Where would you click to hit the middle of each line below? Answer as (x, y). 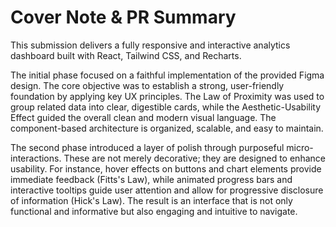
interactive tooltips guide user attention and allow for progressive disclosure (167, 190)
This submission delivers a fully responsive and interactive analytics (150, 45)
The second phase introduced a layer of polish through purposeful (147, 147)
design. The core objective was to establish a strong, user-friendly (147, 85)
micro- (300, 147)
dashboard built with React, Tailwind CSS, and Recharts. (126, 55)
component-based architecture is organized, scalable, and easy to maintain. (167, 128)
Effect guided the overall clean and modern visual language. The (143, 117)
